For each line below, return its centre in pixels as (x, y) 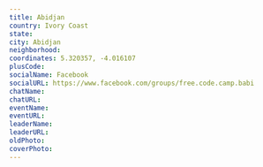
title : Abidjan (37, 17)
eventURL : (27, 116)
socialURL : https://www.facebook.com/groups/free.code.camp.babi (131, 83)
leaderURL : (29, 133)
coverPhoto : (31, 148)
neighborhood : (35, 50)
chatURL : (25, 99)
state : (21, 34)
